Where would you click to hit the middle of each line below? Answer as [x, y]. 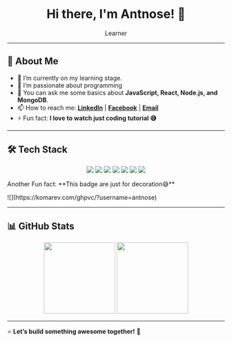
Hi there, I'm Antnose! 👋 [116, 14]
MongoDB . [32, 100]
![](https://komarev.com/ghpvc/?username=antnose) [82, 197]
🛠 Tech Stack [37, 150]
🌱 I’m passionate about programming [70, 85]
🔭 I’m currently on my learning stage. [69, 78]
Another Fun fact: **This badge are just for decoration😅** [91, 184]
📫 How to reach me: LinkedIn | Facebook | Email [88, 108]
